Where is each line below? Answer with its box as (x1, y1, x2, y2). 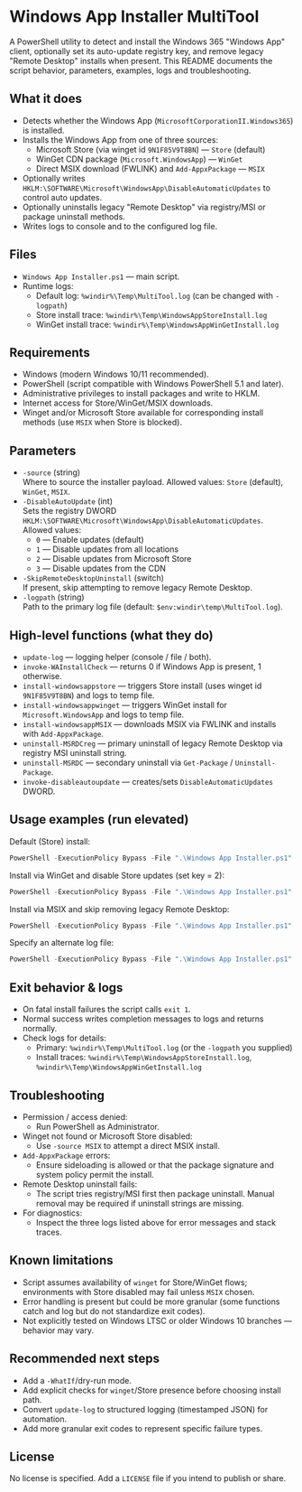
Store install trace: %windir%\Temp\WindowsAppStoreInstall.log (35, 309, 268, 320)
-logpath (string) (22, 592, 85, 602)
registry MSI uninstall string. (22, 748, 128, 758)
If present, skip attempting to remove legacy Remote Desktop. (22, 583, 252, 593)
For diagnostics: (22, 1208, 83, 1218)
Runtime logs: (22, 280, 74, 291)
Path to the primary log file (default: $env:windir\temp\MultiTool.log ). (22, 601, 284, 612)
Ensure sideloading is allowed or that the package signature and (35, 1159, 275, 1170)
